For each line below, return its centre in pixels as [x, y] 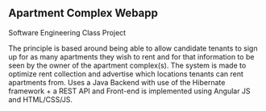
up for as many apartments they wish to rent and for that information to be [131, 56]
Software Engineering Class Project [67, 32]
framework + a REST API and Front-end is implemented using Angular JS [130, 91]
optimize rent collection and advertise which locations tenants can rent [126, 74]
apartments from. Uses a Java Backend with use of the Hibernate [117, 82]
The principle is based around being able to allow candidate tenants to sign [133, 48]
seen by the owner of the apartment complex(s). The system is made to [127, 65]
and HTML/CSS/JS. [41, 99]
